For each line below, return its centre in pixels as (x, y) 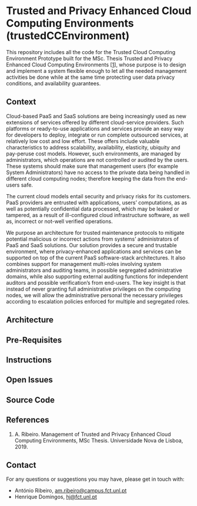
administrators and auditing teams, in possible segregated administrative (94, 270)
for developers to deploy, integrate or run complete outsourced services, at (97, 135)
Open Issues (29, 380)
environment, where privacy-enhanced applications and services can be (94, 251)
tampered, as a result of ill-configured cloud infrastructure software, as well (98, 215)
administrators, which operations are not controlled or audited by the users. (98, 159)
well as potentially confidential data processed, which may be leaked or (93, 209)
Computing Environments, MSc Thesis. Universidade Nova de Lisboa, (99, 440)
